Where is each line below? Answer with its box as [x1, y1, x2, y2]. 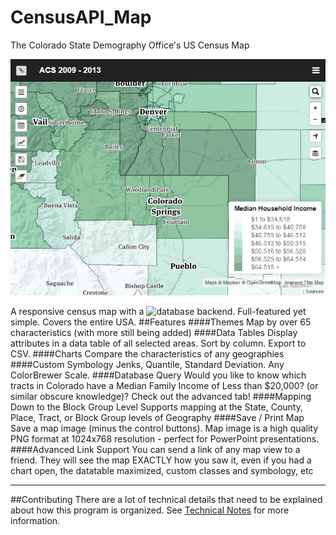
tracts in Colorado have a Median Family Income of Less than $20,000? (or [10, 379, 319, 391]
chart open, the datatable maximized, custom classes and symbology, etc [10, 464, 314, 476]
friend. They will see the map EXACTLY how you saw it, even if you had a [10, 454, 312, 466]
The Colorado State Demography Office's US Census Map [10, 39, 250, 51]
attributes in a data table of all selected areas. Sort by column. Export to [10, 337, 307, 349]
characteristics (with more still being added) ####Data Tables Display [10, 326, 298, 338]
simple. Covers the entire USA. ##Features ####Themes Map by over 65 [10, 316, 312, 328]
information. [10, 514, 61, 526]
